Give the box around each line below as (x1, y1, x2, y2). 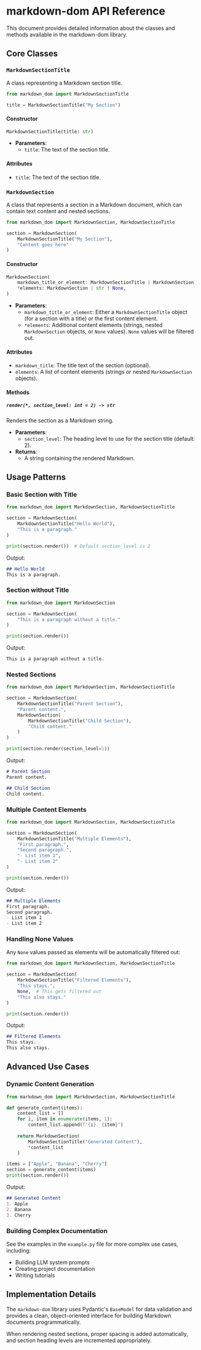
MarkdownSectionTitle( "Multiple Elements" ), (17, 835, 132, 842)
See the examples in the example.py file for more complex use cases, (6, 1240, 179, 1248)
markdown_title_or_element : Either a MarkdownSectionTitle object (24, 309, 188, 316)
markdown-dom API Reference (6, 4, 166, 18)
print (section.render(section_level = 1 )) (6, 746, 111, 752)
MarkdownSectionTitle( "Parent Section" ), (17, 701, 123, 707)
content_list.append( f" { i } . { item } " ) (28, 1122, 123, 1128)
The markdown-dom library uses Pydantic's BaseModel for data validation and (6, 1305, 192, 1313)
